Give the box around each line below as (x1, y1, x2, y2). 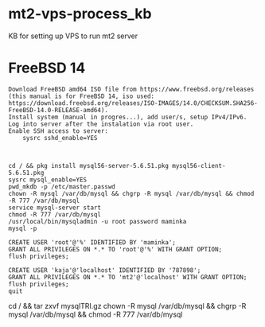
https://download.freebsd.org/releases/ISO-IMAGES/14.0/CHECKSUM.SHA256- (8, 99, 259, 107)
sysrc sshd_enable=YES (22, 134, 98, 142)
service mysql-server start (8, 204, 102, 212)
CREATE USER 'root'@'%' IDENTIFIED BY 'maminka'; (8, 238, 177, 247)
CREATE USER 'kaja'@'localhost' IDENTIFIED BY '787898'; (8, 266, 201, 274)
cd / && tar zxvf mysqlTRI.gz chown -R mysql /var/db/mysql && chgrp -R (8, 301, 247, 310)
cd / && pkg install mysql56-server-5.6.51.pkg (8, 162, 170, 169)
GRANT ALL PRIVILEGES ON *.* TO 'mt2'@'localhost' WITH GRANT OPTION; (8, 273, 247, 281)
